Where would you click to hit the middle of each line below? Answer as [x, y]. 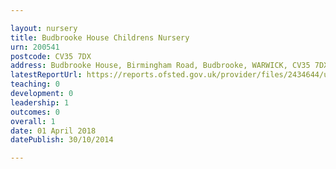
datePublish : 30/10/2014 [62, 140]
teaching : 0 [35, 84]
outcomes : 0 [35, 112]
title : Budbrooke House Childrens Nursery [100, 37]
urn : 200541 [35, 47]
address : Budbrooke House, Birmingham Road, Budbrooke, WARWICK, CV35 [160, 66]
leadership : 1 [40, 102]
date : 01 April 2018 [53, 131]
